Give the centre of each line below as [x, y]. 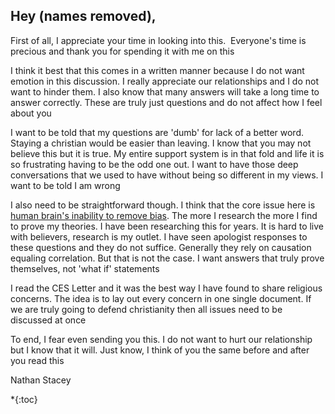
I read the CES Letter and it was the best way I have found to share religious [166, 288]
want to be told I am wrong [65, 185]
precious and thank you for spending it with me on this [122, 51]
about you [31, 113]
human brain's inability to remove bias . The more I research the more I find [164, 215]
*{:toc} [24, 399]
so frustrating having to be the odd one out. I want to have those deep [154, 164]
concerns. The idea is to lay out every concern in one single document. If [161, 298]
